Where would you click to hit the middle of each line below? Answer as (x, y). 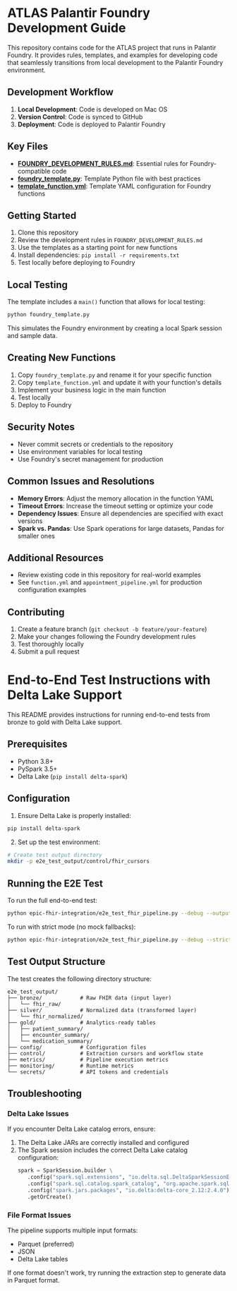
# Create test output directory (55, 855)
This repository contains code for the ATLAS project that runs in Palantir (112, 47)
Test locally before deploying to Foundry (76, 263)
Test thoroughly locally (51, 644)
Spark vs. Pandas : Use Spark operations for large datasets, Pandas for (121, 528)
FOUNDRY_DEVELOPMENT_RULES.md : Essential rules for (103, 163)
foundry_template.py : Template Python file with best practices (109, 179)
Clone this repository (48, 233)
